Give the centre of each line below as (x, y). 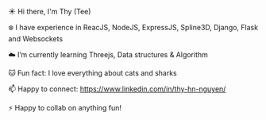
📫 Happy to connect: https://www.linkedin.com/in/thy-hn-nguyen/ (117, 89)
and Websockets (36, 39)
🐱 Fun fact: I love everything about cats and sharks (93, 73)
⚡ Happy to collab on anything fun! (65, 108)
